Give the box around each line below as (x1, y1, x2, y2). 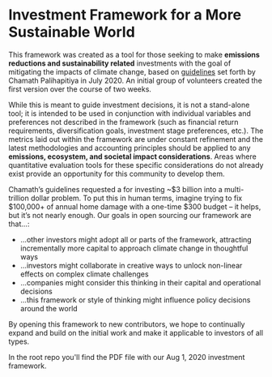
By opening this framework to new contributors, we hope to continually (8, 319, 245, 329)
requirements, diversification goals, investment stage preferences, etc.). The (8, 126, 264, 135)
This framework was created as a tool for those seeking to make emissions (8, 49, 261, 59)
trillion (8, 193, 30, 203)
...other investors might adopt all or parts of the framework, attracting (19, 234, 253, 244)
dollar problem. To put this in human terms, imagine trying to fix (31, 193, 243, 203)
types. (8, 336, 30, 346)
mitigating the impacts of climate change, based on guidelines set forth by (8, 66, 257, 76)
